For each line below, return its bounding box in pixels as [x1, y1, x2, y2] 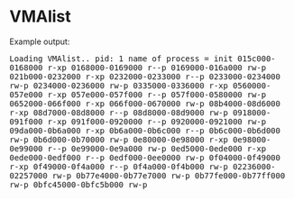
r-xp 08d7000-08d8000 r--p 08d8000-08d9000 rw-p [9, 107, 228, 118]
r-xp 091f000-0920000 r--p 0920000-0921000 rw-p [47, 116, 267, 127]
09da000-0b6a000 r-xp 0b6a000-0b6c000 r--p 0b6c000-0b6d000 [9, 125, 281, 136]
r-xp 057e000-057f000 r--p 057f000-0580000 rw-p [47, 89, 267, 100]
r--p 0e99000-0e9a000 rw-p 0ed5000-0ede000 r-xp [47, 143, 267, 154]
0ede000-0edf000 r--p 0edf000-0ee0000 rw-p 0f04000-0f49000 [9, 152, 281, 163]
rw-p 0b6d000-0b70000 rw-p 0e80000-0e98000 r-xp [9, 134, 228, 145]
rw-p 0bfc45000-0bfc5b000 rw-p [9, 179, 148, 190]
